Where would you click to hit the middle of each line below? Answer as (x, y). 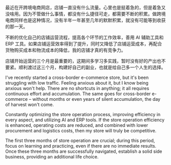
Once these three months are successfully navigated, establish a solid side (84, 151)
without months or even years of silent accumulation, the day (96, 99)
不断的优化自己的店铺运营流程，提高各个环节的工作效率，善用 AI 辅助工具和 (84, 37)
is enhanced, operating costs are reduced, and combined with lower (77, 125)
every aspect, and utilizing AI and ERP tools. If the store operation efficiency (85, 120)
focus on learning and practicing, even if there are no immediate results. (81, 146)
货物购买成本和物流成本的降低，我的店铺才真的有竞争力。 (65, 50)
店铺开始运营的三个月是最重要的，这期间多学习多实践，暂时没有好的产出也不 (85, 61)
